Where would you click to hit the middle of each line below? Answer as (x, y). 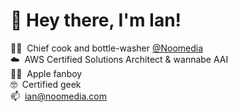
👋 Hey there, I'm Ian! (96, 20)
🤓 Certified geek (46, 84)
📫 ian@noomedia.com (58, 96)
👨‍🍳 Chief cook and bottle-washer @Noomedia (107, 48)
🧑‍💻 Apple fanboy (46, 73)
